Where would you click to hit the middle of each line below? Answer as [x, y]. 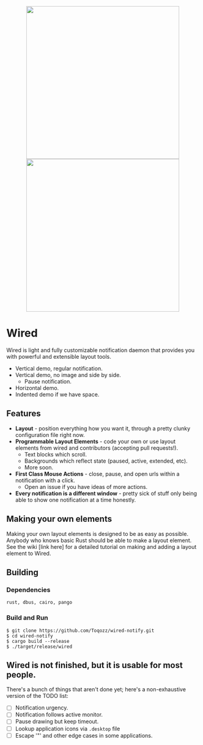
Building [22, 572]
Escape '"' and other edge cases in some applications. [84, 735]
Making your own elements [59, 519]
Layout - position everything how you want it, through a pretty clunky [103, 428]
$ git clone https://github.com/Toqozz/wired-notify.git [80, 630]
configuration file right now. [50, 435]
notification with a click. [45, 480]
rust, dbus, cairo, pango [39, 603]
